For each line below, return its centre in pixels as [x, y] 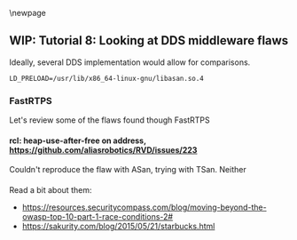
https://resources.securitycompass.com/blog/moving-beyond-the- [145, 207]
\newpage [28, 13]
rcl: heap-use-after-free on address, [78, 140]
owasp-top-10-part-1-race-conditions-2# [98, 216]
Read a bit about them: [51, 189]
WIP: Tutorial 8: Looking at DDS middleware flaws [149, 40]
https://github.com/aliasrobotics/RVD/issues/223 [103, 149]
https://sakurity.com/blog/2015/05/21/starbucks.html [118, 226]
